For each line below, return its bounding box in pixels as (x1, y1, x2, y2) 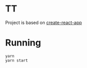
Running (5, 37, 41, 48)
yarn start (5, 58, 28, 63)
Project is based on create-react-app (5, 19, 82, 25)
